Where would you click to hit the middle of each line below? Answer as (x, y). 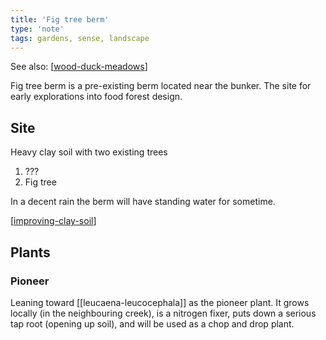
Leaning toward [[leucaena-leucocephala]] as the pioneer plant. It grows (160, 302)
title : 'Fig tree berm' (60, 19)
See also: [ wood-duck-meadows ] (79, 67)
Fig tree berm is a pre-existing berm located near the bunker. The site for (161, 86)
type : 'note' (37, 29)
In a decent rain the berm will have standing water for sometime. (143, 202)
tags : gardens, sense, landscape (80, 38)
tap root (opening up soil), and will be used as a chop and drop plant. (152, 323)
